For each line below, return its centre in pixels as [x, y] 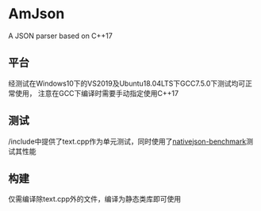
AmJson [36, 14]
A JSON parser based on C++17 [60, 36]
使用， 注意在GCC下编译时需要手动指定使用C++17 [97, 93]
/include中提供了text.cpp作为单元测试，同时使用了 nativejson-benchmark [127, 141]
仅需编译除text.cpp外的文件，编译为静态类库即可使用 [94, 199]
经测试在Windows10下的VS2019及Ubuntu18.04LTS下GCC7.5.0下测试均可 [127, 83]
